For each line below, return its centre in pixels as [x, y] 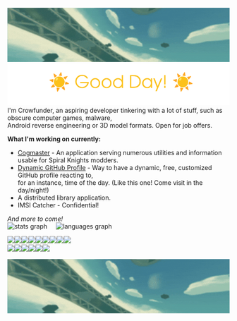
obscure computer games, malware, [60, 118]
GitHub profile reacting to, [55, 175]
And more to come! [35, 219]
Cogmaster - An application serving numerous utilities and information [120, 152]
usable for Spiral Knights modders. [68, 160]
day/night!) [33, 190]
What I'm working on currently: [54, 139]
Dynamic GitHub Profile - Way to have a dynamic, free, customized [115, 167]
